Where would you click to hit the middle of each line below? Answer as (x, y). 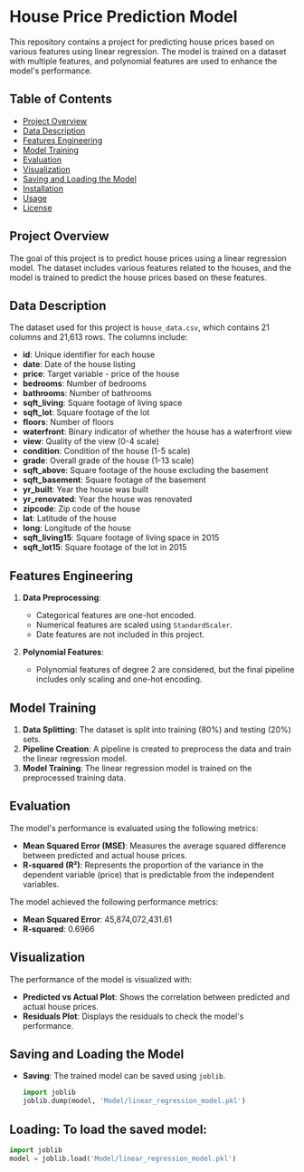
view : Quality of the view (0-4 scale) (91, 441)
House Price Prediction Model (123, 17)
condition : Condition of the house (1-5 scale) (106, 451)
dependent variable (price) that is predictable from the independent (148, 874)
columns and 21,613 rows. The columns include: (99, 337)
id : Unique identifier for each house (89, 354)
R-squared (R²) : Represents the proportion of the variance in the (143, 865)
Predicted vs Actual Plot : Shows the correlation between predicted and (156, 997)
